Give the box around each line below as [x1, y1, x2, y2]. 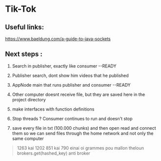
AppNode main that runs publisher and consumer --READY [12, 82, 131, 88]
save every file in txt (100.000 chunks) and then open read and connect [12, 125, 156, 131]
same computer [12, 136, 44, 141]
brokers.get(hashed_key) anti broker [17, 150, 90, 156]
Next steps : [5, 50, 42, 58]
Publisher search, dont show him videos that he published [12, 72, 129, 78]
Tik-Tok [5, 3, 37, 15]
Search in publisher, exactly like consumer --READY [12, 63, 117, 69]
